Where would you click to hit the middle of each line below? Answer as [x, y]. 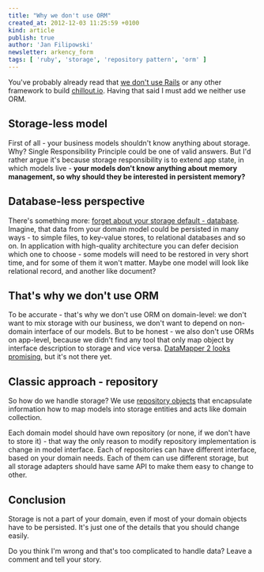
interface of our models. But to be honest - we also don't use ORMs [144, 331]
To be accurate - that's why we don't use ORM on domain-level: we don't [128, 315]
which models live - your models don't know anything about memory [123, 168]
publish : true [32, 38]
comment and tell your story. [55, 559]
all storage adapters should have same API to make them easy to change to [131, 467]
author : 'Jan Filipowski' [51, 45]
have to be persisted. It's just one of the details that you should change [124, 527]
